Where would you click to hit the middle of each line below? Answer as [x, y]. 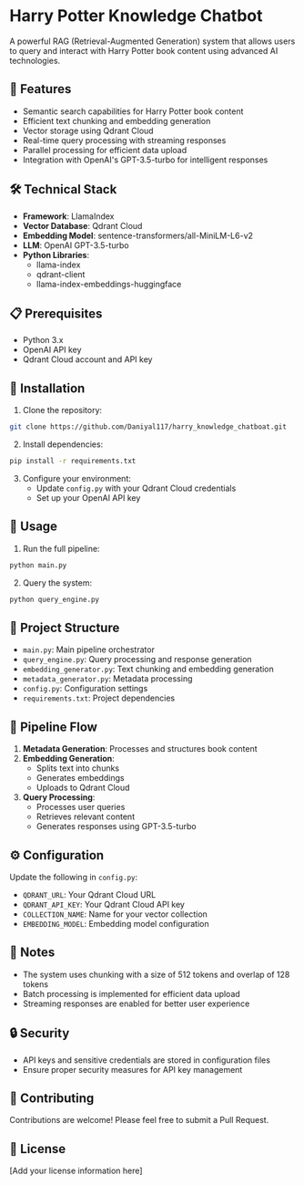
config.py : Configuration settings [85, 689]
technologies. [35, 60]
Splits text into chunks [78, 768]
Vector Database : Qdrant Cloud [82, 225]
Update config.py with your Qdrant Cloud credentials [136, 488]
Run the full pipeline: [61, 548]
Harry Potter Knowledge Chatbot [136, 16]
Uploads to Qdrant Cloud [83, 788]
